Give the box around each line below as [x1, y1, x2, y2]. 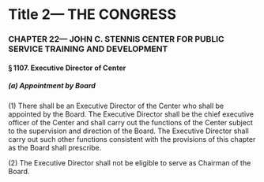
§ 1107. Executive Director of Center [8, 63, 126, 72]
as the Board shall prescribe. [8, 143, 102, 152]
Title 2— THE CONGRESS [8, 6, 176, 24]
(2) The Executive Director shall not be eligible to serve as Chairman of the [8, 158, 251, 167]
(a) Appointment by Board [8, 81, 96, 91]
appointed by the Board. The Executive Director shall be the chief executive [8, 109, 255, 119]
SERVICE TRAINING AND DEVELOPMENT [8, 43, 168, 54]
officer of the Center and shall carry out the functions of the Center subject [8, 117, 253, 127]
